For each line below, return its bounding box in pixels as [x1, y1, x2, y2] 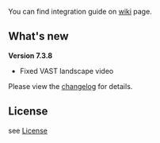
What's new [8, 29, 69, 43]
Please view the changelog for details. [8, 81, 133, 91]
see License [8, 126, 48, 135]
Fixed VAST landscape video [19, 66, 114, 75]
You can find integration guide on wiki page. [8, 7, 152, 16]
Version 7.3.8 [8, 51, 53, 60]
